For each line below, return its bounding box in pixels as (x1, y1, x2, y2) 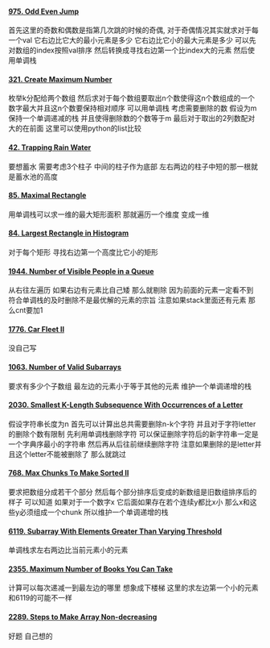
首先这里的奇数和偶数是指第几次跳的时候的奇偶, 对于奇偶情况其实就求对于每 (8, 25, 259, 35)
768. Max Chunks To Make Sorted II (8, 468, 129, 478)
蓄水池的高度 (14, 172, 58, 181)
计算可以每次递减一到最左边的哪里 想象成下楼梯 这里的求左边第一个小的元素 (8, 583, 259, 592)
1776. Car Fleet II (8, 324, 65, 334)
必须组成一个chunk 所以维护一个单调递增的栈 (18, 508, 169, 517)
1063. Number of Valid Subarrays (8, 363, 122, 372)
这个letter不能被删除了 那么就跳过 (14, 449, 126, 459)
